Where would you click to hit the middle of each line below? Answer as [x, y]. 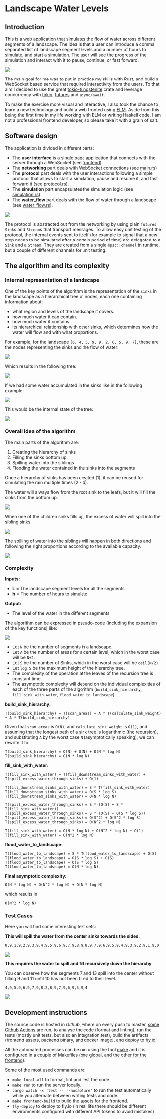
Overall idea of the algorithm [40, 431]
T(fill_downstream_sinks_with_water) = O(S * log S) [61, 792]
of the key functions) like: [31, 628]
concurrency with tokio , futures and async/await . [55, 95]
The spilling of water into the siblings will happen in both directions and [78, 541]
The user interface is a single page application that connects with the [84, 158]
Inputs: [13, 579]
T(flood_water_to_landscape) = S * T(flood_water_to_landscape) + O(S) [81, 854]
